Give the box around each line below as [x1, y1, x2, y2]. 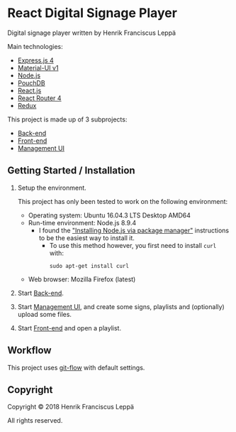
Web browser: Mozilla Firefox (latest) [28, 275, 136, 283]
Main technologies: [7, 42, 64, 50]
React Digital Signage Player [7, 5, 177, 21]
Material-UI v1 [17, 63, 59, 72]
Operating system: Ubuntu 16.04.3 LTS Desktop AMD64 [28, 211, 191, 220]
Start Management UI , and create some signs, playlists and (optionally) [17, 302, 225, 310]
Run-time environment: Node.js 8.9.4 [28, 218, 137, 227]
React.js [17, 86, 42, 94]
